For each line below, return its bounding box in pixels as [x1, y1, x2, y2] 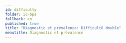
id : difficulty [5, 7, 37, 12]
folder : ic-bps [5, 12, 37, 17]
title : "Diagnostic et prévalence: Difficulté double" [5, 26, 122, 31]
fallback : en [5, 16, 32, 21]
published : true [5, 21, 39, 26]
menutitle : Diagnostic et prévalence [5, 30, 84, 35]
